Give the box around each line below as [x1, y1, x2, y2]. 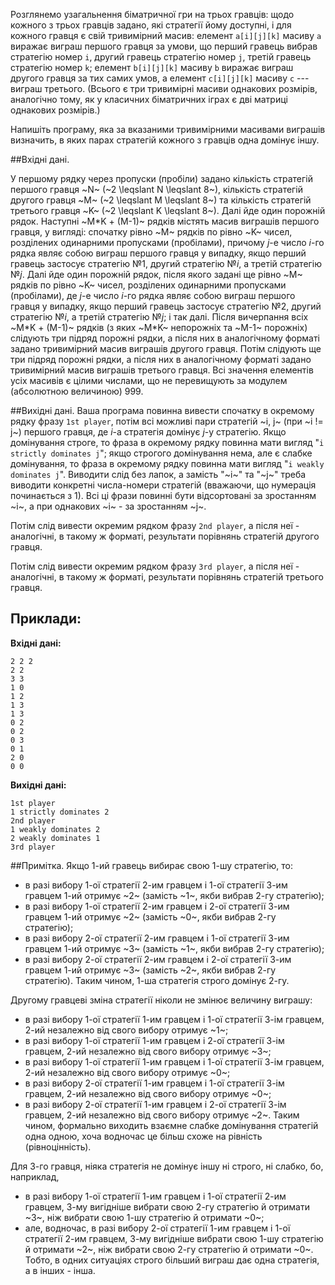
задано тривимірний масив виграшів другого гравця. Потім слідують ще [10, 343, 322, 354]
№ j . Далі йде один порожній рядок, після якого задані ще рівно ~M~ [10, 269, 303, 280]
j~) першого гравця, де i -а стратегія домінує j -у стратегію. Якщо [10, 426, 287, 438]
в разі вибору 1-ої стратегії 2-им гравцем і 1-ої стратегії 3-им [24, 879, 288, 891]
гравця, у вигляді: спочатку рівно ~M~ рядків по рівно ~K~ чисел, [10, 226, 293, 238]
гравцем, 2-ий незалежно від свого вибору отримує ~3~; [24, 1045, 272, 1057]
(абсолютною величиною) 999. [10, 385, 144, 397]
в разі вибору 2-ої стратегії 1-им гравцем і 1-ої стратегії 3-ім [24, 1077, 285, 1089]
